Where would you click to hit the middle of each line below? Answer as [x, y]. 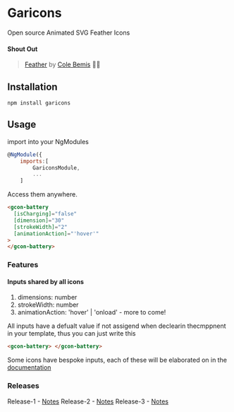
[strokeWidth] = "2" [41, 227]
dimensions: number [47, 298]
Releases [24, 386]
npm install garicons [39, 103]
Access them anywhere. [42, 194]
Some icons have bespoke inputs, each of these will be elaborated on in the [117, 360]
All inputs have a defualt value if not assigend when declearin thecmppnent [117, 326]
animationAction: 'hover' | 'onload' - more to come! [92, 312]
